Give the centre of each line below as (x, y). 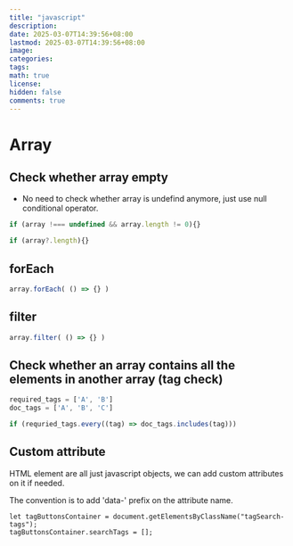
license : (25, 84)
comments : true (37, 100)
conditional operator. (60, 208)
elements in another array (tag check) (116, 379)
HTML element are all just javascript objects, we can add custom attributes (146, 473)
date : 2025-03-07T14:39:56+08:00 (71, 34)
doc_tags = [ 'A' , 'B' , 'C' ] (61, 408)
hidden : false (36, 92)
